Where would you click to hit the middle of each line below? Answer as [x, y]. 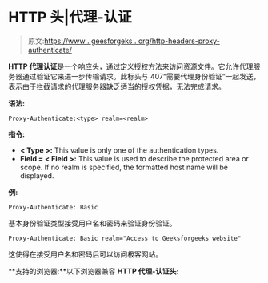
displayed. [37, 175]
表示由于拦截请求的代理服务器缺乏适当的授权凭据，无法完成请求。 [117, 86]
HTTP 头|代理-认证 [70, 17]
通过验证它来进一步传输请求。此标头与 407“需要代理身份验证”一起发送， [141, 76]
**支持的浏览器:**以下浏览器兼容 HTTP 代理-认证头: [94, 271]
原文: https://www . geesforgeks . [82, 41]
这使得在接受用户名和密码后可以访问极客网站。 [85, 254]
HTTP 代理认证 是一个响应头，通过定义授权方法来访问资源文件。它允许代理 [131, 66]
